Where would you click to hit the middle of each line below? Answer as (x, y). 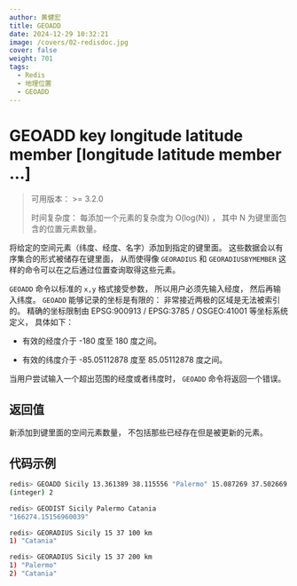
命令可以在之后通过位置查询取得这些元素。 (102, 270)
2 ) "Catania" (33, 574)
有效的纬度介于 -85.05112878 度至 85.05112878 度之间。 (125, 360)
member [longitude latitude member (145, 154)
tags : (19, 67)
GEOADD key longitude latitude (126, 135)
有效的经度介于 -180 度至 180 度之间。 (92, 341)
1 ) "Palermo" (33, 566)
